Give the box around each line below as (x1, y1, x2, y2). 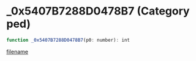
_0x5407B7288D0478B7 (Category (6, 4, 190, 18)
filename (6, 48, 29, 55)
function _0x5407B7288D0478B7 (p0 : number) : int (6, 37, 130, 43)
